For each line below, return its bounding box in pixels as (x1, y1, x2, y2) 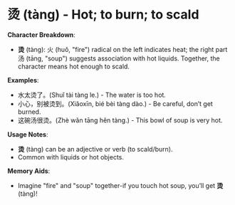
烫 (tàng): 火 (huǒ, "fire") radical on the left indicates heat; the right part (17, 45, 228, 53)
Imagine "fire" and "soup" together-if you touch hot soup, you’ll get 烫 (17, 181, 224, 189)
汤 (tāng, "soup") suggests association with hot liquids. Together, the (17, 54, 220, 63)
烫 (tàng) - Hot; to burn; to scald (7, 6, 199, 23)
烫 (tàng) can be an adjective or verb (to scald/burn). (17, 144, 173, 153)
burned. (17, 107, 41, 116)
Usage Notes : (7, 130, 48, 139)
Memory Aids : (7, 167, 51, 175)
